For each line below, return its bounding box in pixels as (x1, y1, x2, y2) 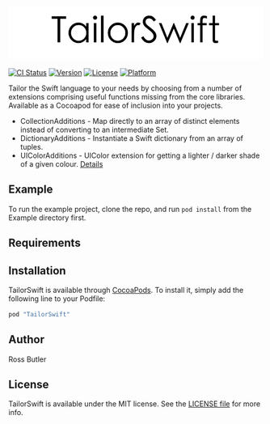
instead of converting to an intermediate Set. (19, 125, 170, 134)
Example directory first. (8, 213, 86, 223)
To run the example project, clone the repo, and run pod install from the (8, 204, 252, 214)
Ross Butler (8, 354, 47, 364)
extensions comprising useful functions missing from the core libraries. (8, 91, 246, 101)
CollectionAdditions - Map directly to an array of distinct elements (19, 116, 240, 125)
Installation (8, 264, 66, 278)
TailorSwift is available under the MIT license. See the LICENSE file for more (8, 399, 261, 409)
